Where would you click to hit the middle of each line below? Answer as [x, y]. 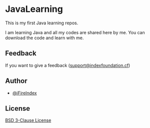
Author [16, 81]
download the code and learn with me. [44, 38]
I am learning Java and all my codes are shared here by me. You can [75, 32]
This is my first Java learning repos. [42, 23]
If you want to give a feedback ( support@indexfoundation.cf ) [68, 65]
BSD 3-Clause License [28, 121]
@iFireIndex [25, 93]
